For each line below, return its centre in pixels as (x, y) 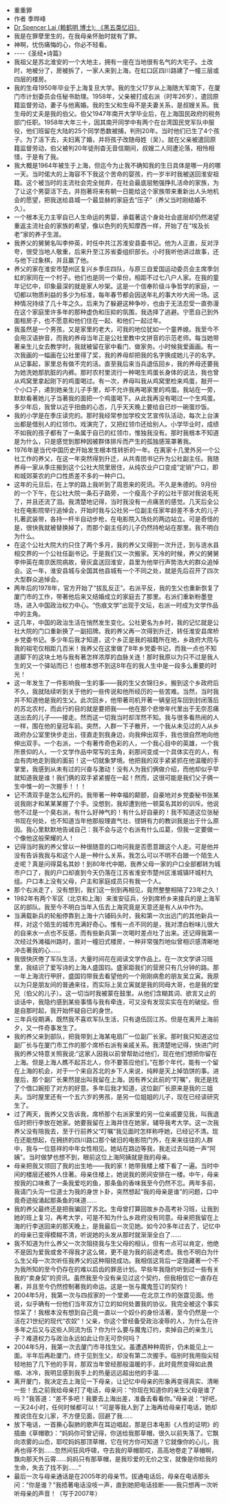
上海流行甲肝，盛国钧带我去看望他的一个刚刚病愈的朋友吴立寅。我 (120, 976)
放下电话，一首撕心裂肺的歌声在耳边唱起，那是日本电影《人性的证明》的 (116, 1424)
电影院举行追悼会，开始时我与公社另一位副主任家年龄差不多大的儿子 (122, 510)
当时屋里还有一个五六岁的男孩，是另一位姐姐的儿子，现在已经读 (116, 1097)
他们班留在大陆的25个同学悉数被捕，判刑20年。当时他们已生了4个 (120, 131)
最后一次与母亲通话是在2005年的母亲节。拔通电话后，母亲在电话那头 (112, 1476)
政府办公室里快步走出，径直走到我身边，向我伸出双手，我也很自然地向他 (116, 734)
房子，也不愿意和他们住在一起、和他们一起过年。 (95, 320)
